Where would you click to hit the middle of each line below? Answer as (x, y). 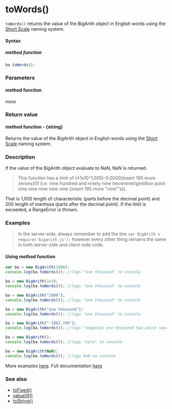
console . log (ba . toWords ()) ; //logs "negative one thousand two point (81, 328)
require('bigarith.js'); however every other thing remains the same (92, 239)
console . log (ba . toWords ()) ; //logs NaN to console (60, 356)
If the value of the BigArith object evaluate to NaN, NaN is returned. (76, 168)
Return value (21, 115)
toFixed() (22, 390)
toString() (23, 401)
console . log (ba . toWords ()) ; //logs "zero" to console (64, 342)
